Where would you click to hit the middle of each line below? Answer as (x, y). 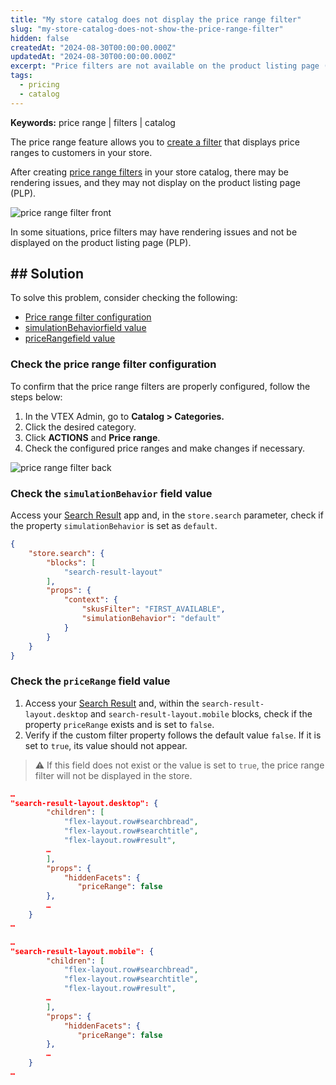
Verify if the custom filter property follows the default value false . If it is (173, 735)
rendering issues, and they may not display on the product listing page (155, 182)
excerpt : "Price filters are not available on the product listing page (165, 66)
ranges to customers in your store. (81, 152)
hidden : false (40, 38)
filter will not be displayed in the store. (113, 775)
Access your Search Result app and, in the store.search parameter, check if (167, 515)
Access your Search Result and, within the (112, 703)
